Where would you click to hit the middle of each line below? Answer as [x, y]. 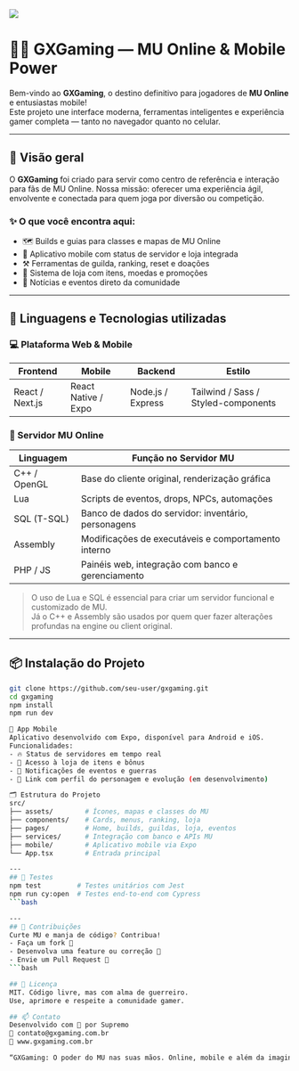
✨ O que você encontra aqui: [73, 221]
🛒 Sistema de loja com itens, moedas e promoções [115, 273]
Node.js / [149, 391]
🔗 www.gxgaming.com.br [51, 1042]
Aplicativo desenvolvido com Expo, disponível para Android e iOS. [137, 738]
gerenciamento [113, 576]
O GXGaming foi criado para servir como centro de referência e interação [145, 179]
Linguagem [43, 458]
